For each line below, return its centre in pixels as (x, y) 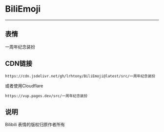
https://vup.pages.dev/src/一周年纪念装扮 (46, 96)
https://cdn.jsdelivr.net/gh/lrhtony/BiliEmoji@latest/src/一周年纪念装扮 (80, 76)
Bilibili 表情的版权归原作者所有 (35, 125)
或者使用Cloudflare (24, 86)
